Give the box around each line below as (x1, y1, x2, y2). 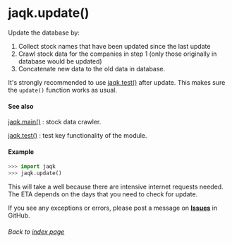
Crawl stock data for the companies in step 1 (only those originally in (18, 49, 217, 58)
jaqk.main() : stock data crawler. (8, 118, 102, 126)
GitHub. (8, 211, 30, 220)
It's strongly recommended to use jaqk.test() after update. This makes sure (8, 78, 226, 86)
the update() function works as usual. (8, 85, 118, 94)
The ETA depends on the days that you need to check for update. (8, 190, 198, 198)
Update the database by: (8, 28, 80, 37)
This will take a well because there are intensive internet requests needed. (8, 182, 224, 191)
